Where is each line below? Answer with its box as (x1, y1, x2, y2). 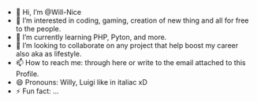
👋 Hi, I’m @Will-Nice (15, 8, 82, 16)
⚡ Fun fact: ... (15, 86, 59, 96)
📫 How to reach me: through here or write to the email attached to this (15, 58, 246, 67)
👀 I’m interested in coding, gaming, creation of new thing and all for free (15, 16, 249, 25)
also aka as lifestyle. (15, 49, 82, 58)
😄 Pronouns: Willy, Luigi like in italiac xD (15, 78, 148, 86)
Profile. (15, 69, 39, 78)
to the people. (15, 24, 61, 33)
